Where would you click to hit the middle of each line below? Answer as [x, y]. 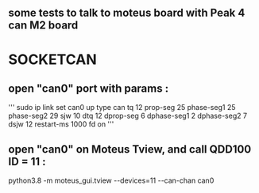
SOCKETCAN [52, 59]
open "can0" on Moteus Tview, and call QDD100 [130, 149]
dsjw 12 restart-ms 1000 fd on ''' [61, 124]
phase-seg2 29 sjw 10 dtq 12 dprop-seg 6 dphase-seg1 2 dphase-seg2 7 [128, 116]
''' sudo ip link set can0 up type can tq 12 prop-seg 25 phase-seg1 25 [122, 108]
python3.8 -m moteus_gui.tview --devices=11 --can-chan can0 [111, 180]
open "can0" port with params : [89, 88]
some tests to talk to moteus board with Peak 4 [127, 13]
